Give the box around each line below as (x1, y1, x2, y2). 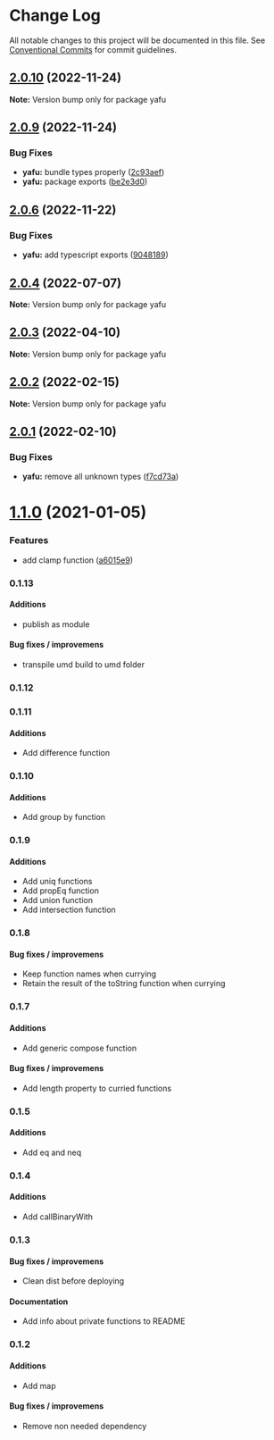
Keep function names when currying (21, 968, 157, 979)
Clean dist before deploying (21, 1276, 125, 1286)
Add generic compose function (21, 1042, 137, 1053)
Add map (21, 1380, 56, 1391)
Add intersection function (21, 904, 116, 916)
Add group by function (21, 812, 105, 823)
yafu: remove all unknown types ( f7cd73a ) (21, 471, 179, 482)
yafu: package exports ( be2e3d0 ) (21, 176, 148, 188)
